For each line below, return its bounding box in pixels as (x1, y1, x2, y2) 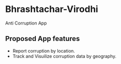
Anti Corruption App (5, 20, 47, 26)
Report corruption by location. (12, 47, 75, 53)
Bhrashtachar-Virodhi (5, 3, 98, 15)
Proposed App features (5, 34, 80, 43)
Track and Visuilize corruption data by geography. (12, 53, 117, 59)
